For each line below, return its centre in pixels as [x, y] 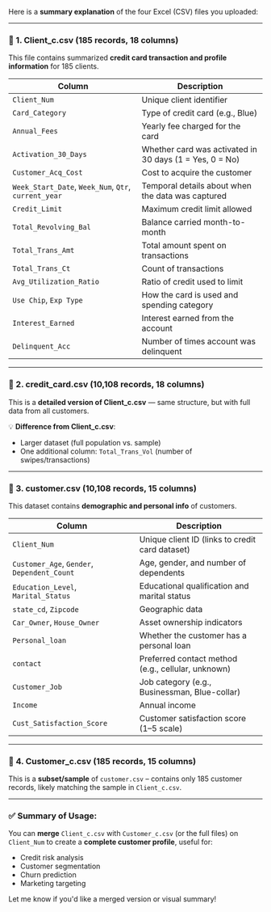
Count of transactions [183, 268]
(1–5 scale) [161, 728]
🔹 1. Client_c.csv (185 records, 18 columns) [94, 40]
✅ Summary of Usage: [53, 816]
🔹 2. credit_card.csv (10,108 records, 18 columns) [106, 385]
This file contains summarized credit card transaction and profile [118, 58]
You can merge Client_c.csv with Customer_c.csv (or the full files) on [123, 834]
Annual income [167, 705]
